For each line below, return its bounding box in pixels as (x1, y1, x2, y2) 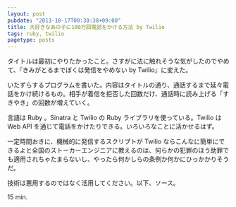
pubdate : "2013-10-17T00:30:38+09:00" (7, 17, 121, 24)
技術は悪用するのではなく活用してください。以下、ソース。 (7, 179, 180, 187)
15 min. (7, 193, 28, 201)
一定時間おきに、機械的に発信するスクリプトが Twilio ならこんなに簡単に (7, 137, 219, 146)
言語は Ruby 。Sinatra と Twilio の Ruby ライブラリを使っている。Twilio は (7, 114, 222, 122)
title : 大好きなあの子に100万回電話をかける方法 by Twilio (7, 23, 166, 30)
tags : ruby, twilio (7, 30, 65, 37)
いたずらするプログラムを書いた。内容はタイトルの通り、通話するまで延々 (7, 81, 223, 89)
